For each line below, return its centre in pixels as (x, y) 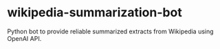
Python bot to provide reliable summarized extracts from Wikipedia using (111, 31)
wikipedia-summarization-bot (95, 13)
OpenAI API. (24, 38)
